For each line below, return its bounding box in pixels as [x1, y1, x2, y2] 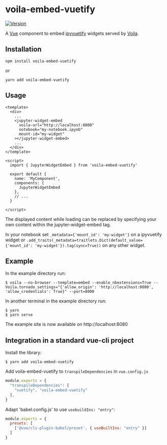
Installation [5, 45, 42, 54]
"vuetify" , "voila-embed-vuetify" [14, 387, 88, 393]
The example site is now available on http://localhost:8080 [5, 321, 128, 327]
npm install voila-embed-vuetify [5, 59, 76, 64]
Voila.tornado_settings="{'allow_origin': [5, 285, 97, 290]
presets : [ [10, 421, 33, 426]
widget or [5, 237, 25, 243]
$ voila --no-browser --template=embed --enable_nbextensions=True [5, 280, 152, 286]
